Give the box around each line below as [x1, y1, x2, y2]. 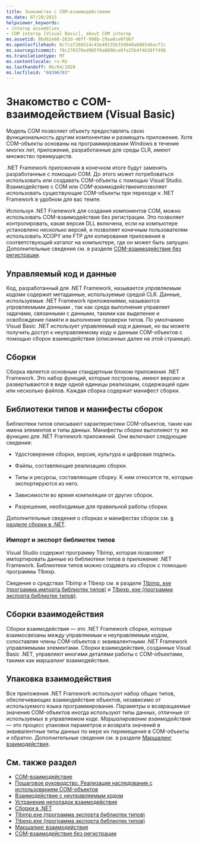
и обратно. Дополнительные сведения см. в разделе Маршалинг [6, 734, 172, 741]
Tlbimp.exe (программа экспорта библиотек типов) [14, 811, 146, 818]
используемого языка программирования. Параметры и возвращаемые [6, 702, 191, 709]
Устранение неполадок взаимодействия [14, 798, 118, 806]
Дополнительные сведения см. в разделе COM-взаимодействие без [6, 245, 182, 253]
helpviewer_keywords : [6, 20, 60, 26]
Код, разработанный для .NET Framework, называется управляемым [6, 285, 181, 291]
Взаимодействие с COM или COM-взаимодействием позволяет [6, 183, 168, 190]
